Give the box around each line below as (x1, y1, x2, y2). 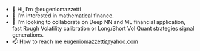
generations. (12, 31, 44, 38)
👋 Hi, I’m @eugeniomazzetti (12, 6, 81, 13)
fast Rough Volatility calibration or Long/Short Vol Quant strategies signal (12, 25, 195, 32)
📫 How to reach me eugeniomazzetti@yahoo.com (12, 38, 138, 45)
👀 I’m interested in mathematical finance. (12, 12, 114, 19)
